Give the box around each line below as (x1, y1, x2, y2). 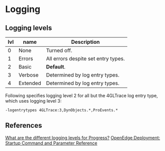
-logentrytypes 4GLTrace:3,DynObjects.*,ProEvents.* (5, 108, 118, 113)
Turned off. (46, 47, 72, 54)
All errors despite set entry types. (46, 55, 125, 62)
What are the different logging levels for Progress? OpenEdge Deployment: (5, 134, 160, 140)
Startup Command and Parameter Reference (5, 140, 98, 146)
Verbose (18, 71, 39, 79)
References (5, 121, 42, 130)
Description (71, 39, 100, 45)
